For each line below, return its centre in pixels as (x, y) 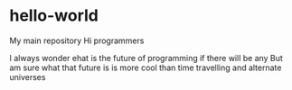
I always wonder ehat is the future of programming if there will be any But (146, 58)
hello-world (54, 16)
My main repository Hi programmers (77, 40)
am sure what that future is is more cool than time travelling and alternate (146, 67)
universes (28, 76)
